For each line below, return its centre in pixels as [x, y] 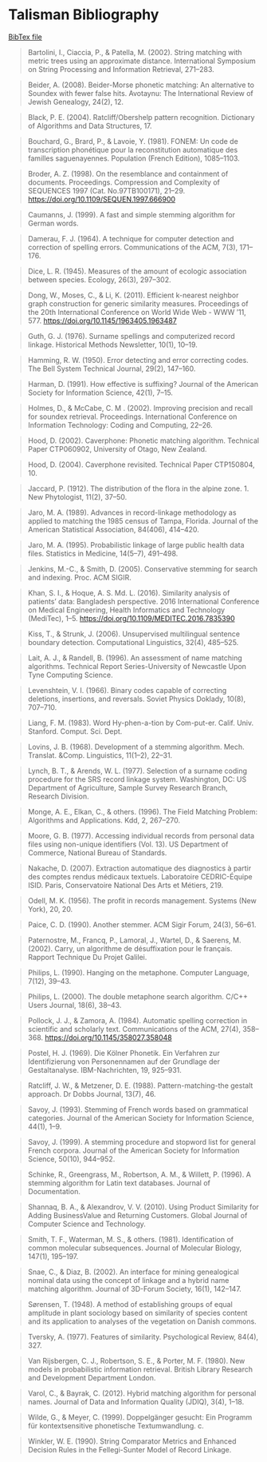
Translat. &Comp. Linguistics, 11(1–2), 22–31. [100, 755]
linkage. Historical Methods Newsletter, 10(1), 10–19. [112, 345]
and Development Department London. [92, 1377]
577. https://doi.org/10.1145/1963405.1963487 [102, 321]
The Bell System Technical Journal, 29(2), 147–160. [112, 368]
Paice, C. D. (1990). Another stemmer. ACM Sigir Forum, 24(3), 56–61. [142, 924]
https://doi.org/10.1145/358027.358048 [109, 1038]
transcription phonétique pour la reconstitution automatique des [133, 149]
